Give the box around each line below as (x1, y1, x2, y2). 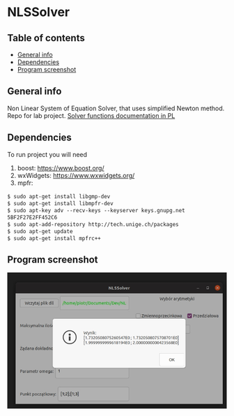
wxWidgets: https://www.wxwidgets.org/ (17, 171, 135, 179)
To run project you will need (7, 150, 88, 158)
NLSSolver (7, 4, 70, 20)
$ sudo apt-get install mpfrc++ (7, 235, 101, 242)
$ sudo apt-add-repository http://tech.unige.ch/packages (7, 221, 179, 228)
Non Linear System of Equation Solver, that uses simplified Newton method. (7, 104, 225, 112)
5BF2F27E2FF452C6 (7, 214, 58, 221)
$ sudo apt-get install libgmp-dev (7, 193, 111, 200)
